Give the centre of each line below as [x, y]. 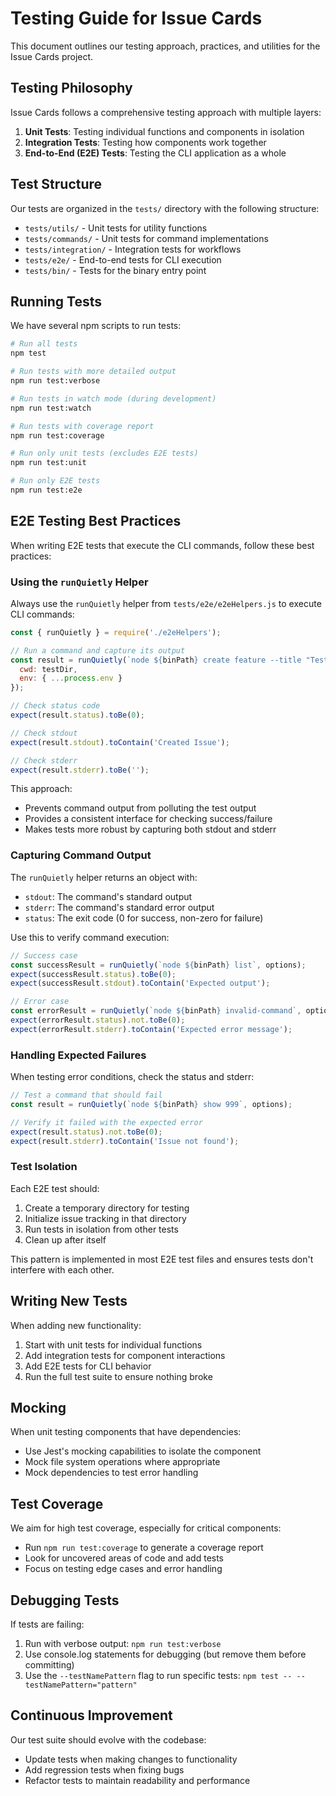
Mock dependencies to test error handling [111, 1473]
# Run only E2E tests [55, 481]
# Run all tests [44, 344]
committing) [49, 1665]
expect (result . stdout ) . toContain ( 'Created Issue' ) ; [120, 742]
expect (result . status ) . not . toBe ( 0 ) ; [86, 1132]
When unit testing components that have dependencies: [126, 1432]
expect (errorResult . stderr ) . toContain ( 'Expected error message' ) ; [151, 1029]
